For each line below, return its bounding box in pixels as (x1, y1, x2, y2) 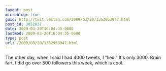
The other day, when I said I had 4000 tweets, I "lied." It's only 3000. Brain (5, 54, 161, 60)
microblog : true (5, 12, 40, 17)
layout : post (5, 7, 33, 13)
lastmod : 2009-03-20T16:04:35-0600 (5, 31, 81, 36)
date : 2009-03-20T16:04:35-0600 (5, 26, 74, 31)
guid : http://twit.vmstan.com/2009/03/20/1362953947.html (5, 17, 130, 22)
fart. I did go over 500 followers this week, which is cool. (5, 59, 124, 66)
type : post (5, 36, 28, 41)
